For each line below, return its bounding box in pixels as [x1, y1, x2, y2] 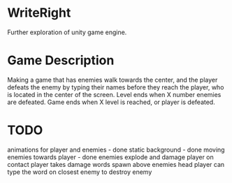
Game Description [7, 52, 115, 68]
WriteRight [7, 5, 71, 21]
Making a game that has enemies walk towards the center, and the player [7, 75, 218, 84]
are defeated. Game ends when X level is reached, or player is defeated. [7, 98, 215, 106]
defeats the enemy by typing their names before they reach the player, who [7, 82, 224, 91]
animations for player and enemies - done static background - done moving [7, 145, 225, 154]
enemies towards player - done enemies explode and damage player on [7, 152, 215, 161]
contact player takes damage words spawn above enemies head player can [7, 160, 225, 168]
